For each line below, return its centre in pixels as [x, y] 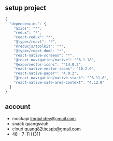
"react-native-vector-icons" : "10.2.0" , [55, 69]
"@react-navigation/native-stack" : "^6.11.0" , [61, 78]
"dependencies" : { [28, 24]
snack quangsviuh [30, 123]
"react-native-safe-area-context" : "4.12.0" [59, 83]
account [18, 107]
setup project [26, 8]
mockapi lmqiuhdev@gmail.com [44, 118]
